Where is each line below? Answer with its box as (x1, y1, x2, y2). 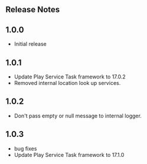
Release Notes (5, 5, 60, 15)
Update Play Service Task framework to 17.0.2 (14, 73, 126, 80)
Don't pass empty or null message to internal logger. (14, 112, 142, 119)
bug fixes (14, 145, 37, 152)
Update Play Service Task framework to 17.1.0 (14, 151, 125, 158)
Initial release (14, 41, 47, 48)
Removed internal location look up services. (14, 80, 121, 87)
